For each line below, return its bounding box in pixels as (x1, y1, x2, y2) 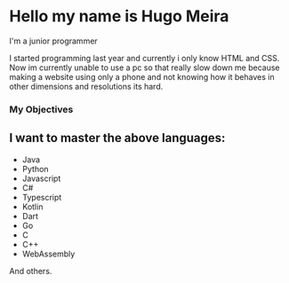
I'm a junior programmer (9, 35, 98, 46)
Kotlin (21, 201, 44, 212)
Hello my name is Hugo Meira (9, 6, 229, 27)
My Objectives (9, 103, 74, 115)
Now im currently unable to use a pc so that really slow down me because (9, 62, 280, 73)
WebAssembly (21, 248, 76, 259)
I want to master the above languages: (9, 130, 226, 145)
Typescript (21, 192, 62, 202)
